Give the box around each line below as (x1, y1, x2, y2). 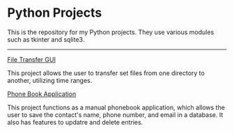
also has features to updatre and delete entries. (7, 118, 143, 126)
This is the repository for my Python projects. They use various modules (7, 28, 214, 36)
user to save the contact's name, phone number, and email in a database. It (7, 110, 224, 119)
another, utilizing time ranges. (7, 76, 93, 84)
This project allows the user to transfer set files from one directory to (7, 68, 205, 77)
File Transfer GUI (7, 55, 56, 63)
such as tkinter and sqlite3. (7, 35, 85, 43)
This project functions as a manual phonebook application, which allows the (7, 103, 225, 111)
